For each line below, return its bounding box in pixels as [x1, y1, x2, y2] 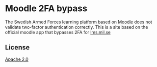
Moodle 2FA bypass [5, 3, 87, 14]
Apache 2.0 [5, 56, 28, 62]
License [5, 43, 30, 51]
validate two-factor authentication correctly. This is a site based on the [5, 24, 148, 30]
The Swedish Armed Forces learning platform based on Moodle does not [5, 19, 152, 25]
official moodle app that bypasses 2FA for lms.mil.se [5, 29, 111, 35]
